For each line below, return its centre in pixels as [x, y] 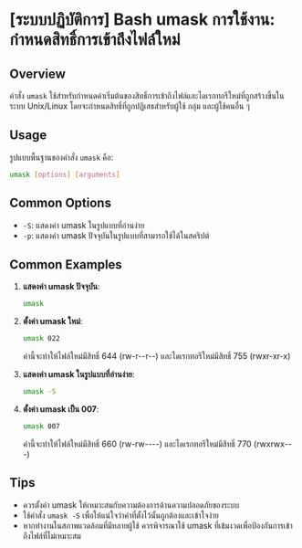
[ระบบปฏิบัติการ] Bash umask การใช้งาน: [142, 20]
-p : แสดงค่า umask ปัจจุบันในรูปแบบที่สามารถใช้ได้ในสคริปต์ [116, 235]
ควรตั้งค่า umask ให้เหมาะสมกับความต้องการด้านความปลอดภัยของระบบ [131, 505]
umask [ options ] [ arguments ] [65, 174]
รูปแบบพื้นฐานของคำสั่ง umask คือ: [62, 157]
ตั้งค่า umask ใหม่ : [52, 321]
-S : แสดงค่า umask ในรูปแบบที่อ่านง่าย [83, 225]
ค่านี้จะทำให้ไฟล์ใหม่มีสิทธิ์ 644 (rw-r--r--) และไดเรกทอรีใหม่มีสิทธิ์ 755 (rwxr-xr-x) [156, 356]
